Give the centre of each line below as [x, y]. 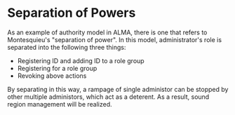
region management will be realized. [60, 104]
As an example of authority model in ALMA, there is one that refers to [107, 32]
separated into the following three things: [67, 47]
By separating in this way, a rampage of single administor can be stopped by [118, 89]
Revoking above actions [52, 76]
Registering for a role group [57, 68]
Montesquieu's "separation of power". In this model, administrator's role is [115, 39]
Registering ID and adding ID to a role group [81, 60]
